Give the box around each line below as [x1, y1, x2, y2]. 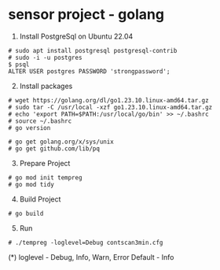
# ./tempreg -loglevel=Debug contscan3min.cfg [8, 239, 163, 246]
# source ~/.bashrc [8, 117, 72, 125]
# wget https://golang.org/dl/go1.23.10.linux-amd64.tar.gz [8, 96, 210, 104]
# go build [8, 209, 44, 217]
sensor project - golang [8, 6, 165, 24]
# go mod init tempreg [8, 173, 82, 182]
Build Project [19, 194, 61, 204]
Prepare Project [19, 158, 71, 168]
